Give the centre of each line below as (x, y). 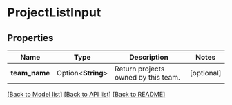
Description (149, 57)
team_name (30, 73)
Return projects (140, 69)
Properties (30, 38)
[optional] (205, 73)
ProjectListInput (54, 13)
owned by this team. (148, 77)
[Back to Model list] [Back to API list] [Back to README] (86, 94)
